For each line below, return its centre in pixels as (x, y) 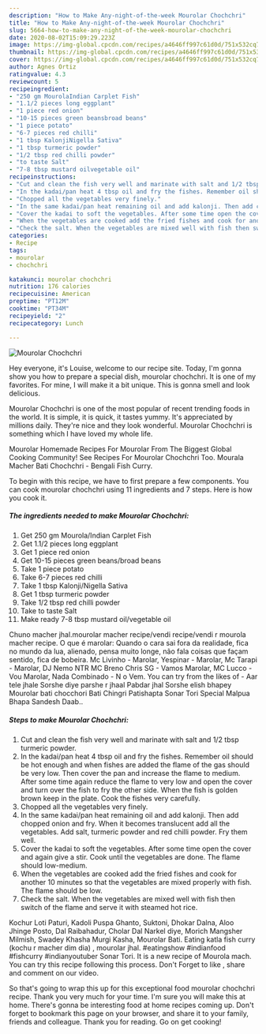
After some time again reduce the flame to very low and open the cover (137, 781)
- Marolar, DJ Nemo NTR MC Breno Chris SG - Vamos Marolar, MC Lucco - (131, 669)
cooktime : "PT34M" (39, 309)
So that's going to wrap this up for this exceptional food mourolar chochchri (132, 988)
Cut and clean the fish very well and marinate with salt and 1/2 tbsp (129, 740)
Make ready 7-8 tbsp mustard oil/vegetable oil (96, 620)
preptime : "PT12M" (39, 302)
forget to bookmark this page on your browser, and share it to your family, (129, 1013)
